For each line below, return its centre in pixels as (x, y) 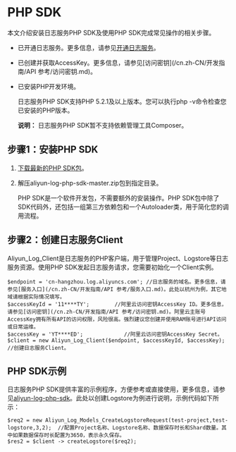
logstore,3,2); (30, 428)
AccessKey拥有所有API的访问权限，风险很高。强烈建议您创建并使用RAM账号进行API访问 (117, 319)
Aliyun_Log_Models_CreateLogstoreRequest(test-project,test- (137, 420)
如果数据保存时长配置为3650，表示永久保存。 (69, 435)
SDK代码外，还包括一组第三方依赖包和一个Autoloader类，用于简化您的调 (123, 207)
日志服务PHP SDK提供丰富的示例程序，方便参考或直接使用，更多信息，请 (113, 389)
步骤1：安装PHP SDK (53, 150)
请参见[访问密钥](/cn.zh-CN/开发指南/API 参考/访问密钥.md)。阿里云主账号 (107, 312)
